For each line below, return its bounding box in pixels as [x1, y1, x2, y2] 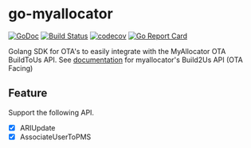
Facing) [8, 63, 33, 72]
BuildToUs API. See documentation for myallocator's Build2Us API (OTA [8, 55, 243, 64]
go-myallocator [8, 5, 113, 23]
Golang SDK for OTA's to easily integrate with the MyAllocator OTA [8, 46, 226, 56]
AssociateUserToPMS [19, 132, 92, 142]
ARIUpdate [19, 123, 56, 132]
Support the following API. [8, 107, 94, 117]
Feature [8, 87, 48, 100]
